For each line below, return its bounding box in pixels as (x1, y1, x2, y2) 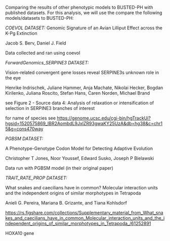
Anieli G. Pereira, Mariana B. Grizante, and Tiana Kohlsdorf (5, 200, 127, 206)
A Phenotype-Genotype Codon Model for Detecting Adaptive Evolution (5, 145, 153, 151)
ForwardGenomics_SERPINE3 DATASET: (5, 60, 89, 65)
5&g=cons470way (5, 126, 44, 132)
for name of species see (5, 115, 56, 121)
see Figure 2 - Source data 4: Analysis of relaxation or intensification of (5, 100, 154, 106)
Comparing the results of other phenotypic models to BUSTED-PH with (5, 5, 153, 10)
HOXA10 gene (5, 230, 34, 236)
